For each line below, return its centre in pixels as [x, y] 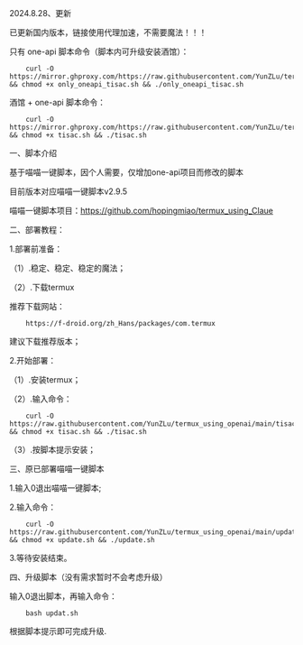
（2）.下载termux [42, 287]
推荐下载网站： [37, 306]
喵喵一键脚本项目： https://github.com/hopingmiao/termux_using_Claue [141, 211]
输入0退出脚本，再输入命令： [63, 596]
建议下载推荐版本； [45, 341]
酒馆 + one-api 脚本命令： [58, 102]
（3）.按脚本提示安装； [53, 450]
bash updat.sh [52, 613]
